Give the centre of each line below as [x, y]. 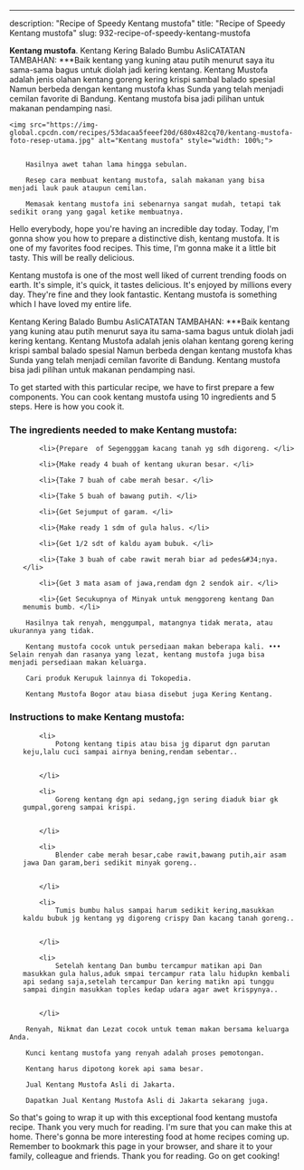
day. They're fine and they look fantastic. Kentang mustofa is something [143, 294]
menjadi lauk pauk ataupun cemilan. [78, 188]
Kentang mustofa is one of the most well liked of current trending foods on [148, 275]
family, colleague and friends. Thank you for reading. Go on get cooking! [145, 1156]
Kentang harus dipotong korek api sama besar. [115, 1069]
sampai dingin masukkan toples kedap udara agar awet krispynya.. [150, 989]
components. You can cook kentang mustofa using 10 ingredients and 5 [143, 397]
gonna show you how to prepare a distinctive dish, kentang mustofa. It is [145, 238]
